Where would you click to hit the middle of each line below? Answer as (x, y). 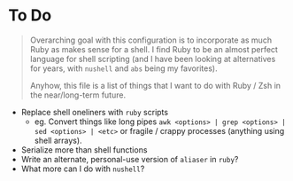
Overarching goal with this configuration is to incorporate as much (150, 40)
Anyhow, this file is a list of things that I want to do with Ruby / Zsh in (155, 85)
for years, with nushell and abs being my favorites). (123, 68)
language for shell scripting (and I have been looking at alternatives (153, 59)
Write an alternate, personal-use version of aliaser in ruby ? (130, 159)
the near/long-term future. (77, 95)
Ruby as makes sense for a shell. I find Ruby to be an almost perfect (154, 49)
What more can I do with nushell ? (83, 169)
